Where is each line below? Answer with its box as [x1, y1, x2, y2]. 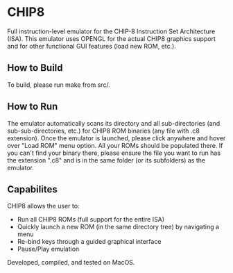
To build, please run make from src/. [7, 81, 111, 89]
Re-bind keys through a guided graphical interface [17, 238, 162, 246]
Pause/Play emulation [17, 245, 80, 254]
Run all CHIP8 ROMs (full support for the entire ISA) [17, 215, 165, 224]
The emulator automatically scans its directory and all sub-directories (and [7, 119, 221, 127]
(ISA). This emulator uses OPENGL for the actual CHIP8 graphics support [7, 34, 216, 42]
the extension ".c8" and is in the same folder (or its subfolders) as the [7, 156, 206, 164]
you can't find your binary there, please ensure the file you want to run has [7, 149, 221, 157]
